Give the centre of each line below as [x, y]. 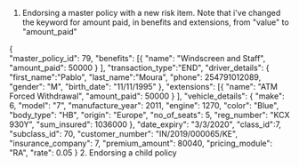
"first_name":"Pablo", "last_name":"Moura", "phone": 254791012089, [135, 77]
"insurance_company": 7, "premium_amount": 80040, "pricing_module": [141, 143]
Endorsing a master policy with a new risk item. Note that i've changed [151, 13]
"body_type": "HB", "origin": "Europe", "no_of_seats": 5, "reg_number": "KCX [149, 115]
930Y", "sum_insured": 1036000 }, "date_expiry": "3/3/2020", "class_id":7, [145, 124]
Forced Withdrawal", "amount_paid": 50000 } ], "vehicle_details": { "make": [147, 96]
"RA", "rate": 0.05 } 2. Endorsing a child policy [93, 153]
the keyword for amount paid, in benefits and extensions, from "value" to [155, 22]
